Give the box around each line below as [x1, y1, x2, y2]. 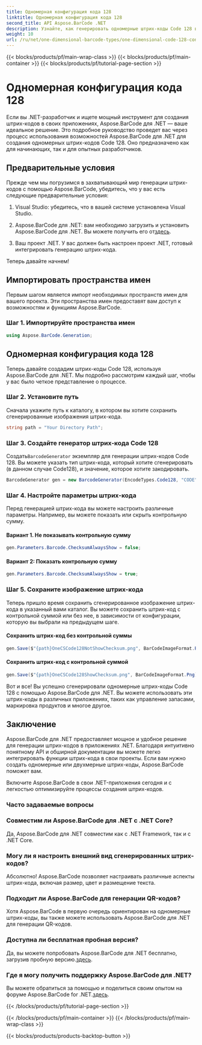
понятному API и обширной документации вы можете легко [6, 748, 161, 755]
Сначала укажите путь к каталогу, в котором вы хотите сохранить [6, 406, 177, 414]
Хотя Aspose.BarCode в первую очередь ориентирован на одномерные [6, 908, 191, 915]
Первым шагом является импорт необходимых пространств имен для [6, 291, 188, 298]
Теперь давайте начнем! [6, 257, 70, 265]
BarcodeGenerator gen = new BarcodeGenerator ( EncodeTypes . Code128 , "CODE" [6, 477, 198, 483]
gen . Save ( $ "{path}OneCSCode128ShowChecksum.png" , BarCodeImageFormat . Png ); [6, 672, 200, 678]
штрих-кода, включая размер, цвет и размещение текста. [6, 879, 156, 887]
